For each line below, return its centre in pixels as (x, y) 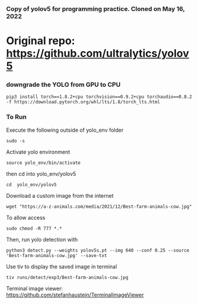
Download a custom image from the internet (60, 195)
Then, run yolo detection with (42, 239)
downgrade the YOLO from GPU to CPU (63, 85)
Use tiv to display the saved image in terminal (62, 267)
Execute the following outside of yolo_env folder (65, 130)
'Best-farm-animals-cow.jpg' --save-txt (57, 255)
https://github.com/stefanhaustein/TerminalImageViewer (75, 294)
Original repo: (41, 41)
